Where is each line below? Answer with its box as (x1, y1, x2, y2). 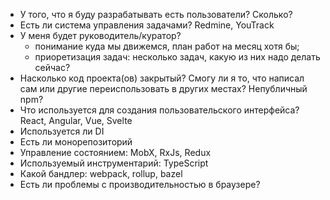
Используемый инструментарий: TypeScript (19, 157, 209, 169)
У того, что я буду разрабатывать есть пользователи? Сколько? (19, 9, 293, 20)
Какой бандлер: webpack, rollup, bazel (19, 168, 183, 179)
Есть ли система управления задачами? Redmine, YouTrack (19, 19, 275, 31)
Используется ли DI (19, 125, 105, 137)
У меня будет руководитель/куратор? (19, 30, 182, 41)
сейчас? (34, 62, 71, 73)
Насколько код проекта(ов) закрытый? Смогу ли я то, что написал (19, 72, 305, 84)
